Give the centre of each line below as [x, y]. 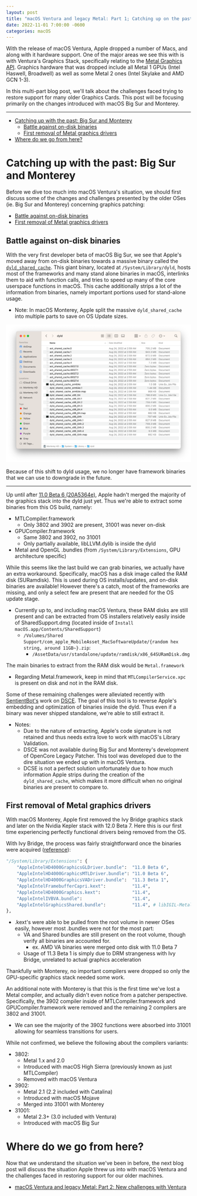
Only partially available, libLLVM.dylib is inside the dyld [90, 543]
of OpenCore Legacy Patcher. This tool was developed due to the [102, 756]
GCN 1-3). [18, 80]
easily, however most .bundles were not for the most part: [84, 928]
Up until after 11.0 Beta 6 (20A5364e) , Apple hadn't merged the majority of [96, 494]
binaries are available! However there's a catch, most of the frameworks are [98, 586]
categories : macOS [28, 31]
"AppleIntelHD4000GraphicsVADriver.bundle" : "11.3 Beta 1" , [93, 880]
